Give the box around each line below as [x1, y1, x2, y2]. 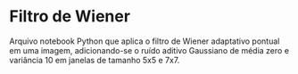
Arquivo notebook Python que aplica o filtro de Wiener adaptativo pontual [9, 36, 280, 46]
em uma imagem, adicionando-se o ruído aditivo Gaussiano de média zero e [9, 45, 290, 55]
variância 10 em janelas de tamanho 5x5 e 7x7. [9, 54, 180, 65]
